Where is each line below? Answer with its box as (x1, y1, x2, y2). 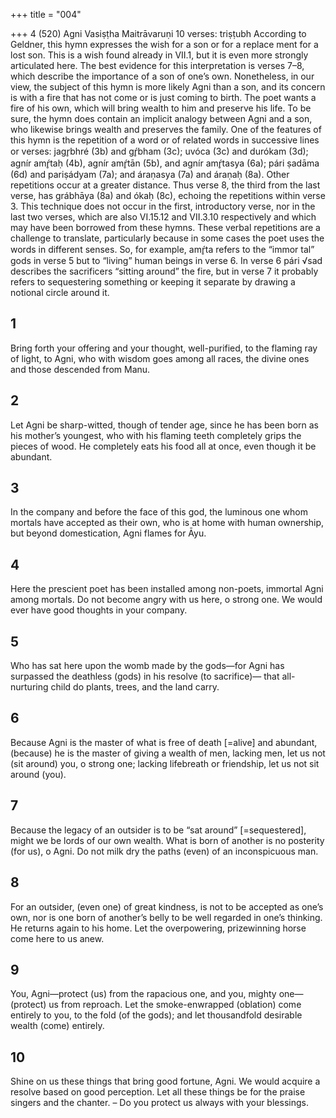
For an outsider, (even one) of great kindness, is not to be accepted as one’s (10, 900, 324, 913)
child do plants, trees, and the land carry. (50, 681, 220, 693)
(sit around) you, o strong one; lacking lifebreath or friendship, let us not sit (10, 757, 320, 769)
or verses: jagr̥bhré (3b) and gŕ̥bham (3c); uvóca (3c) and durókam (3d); (10, 145, 309, 157)
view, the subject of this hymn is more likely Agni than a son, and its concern (10, 81, 326, 93)
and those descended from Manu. (10, 363, 151, 375)
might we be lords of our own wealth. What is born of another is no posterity (10, 834, 325, 846)
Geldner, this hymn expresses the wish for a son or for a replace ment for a (10, 39, 319, 50)
